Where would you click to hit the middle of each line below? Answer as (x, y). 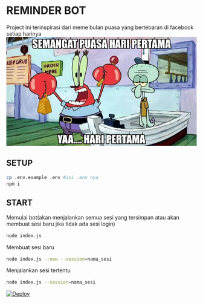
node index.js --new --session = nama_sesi (59, 259)
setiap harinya (24, 33)
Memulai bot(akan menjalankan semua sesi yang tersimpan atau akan (93, 217)
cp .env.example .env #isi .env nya (52, 178)
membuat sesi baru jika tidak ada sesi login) (61, 224)
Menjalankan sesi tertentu (38, 270)
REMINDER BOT (46, 11)
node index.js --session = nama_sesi (51, 282)
